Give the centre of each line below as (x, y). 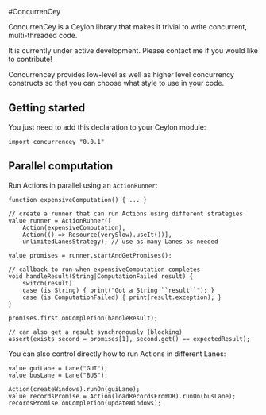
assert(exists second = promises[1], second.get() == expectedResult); (129, 339)
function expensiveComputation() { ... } (78, 200)
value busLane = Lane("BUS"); (58, 375)
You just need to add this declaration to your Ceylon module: (107, 127)
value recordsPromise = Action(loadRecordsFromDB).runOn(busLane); (122, 396)
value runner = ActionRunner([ (60, 221)
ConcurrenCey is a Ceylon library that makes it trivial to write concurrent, (128, 27)
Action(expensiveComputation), (74, 227)
